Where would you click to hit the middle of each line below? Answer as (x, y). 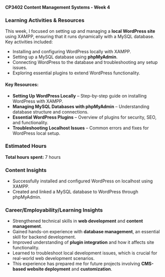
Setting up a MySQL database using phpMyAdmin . (65, 57)
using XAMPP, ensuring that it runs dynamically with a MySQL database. (80, 37)
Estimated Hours (26, 146)
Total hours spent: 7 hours (33, 157)
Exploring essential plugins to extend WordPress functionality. (76, 73)
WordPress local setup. (36, 133)
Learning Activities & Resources (45, 20)
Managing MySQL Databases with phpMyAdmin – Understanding (81, 106)
